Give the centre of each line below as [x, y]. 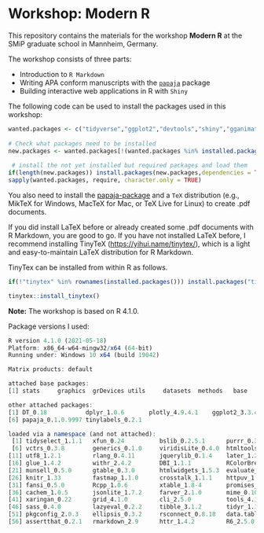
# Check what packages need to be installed [82, 143]
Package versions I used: [49, 326]
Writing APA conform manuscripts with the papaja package [115, 83]
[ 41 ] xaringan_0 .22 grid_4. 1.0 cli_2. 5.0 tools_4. [132, 500]
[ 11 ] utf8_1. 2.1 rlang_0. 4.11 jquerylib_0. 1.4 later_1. [132, 456]
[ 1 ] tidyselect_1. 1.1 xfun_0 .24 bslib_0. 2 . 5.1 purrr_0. [133, 441]
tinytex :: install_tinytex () [54, 296]
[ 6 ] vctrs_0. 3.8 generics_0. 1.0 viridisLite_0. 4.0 [115, 449]
